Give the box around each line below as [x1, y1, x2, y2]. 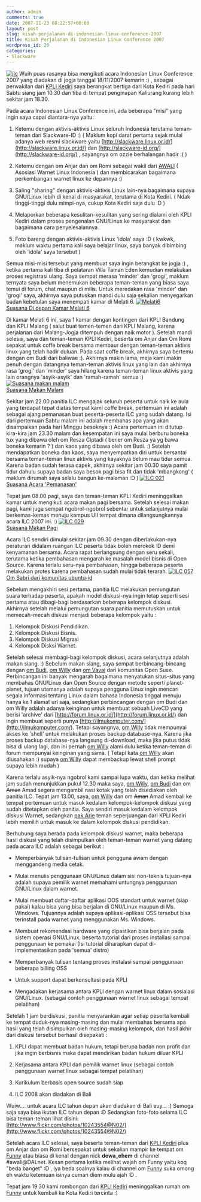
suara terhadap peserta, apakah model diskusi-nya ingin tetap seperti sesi [6, 592, 190, 599]
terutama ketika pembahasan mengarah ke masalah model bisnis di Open [6, 554, 187, 562]
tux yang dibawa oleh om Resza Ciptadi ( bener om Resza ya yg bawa [6, 436, 178, 443]
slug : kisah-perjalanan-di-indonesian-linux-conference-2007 [6, 31, 162, 37]
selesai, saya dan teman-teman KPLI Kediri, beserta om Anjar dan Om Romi [6, 335, 191, 342]
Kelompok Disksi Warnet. [14, 642, 77, 649]
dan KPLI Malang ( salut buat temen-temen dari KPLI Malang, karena [6, 322, 175, 329]
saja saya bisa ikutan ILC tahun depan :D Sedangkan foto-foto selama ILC [6, 1108, 187, 1116]
